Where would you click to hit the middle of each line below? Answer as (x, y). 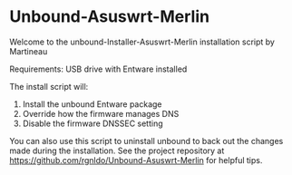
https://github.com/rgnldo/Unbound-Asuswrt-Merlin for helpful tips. (136, 160)
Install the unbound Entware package (92, 104)
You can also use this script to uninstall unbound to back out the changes (146, 141)
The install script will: (49, 86)
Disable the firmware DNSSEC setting (92, 123)
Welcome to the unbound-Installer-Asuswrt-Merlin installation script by (142, 42)
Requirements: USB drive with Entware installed (98, 69)
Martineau (29, 51)
